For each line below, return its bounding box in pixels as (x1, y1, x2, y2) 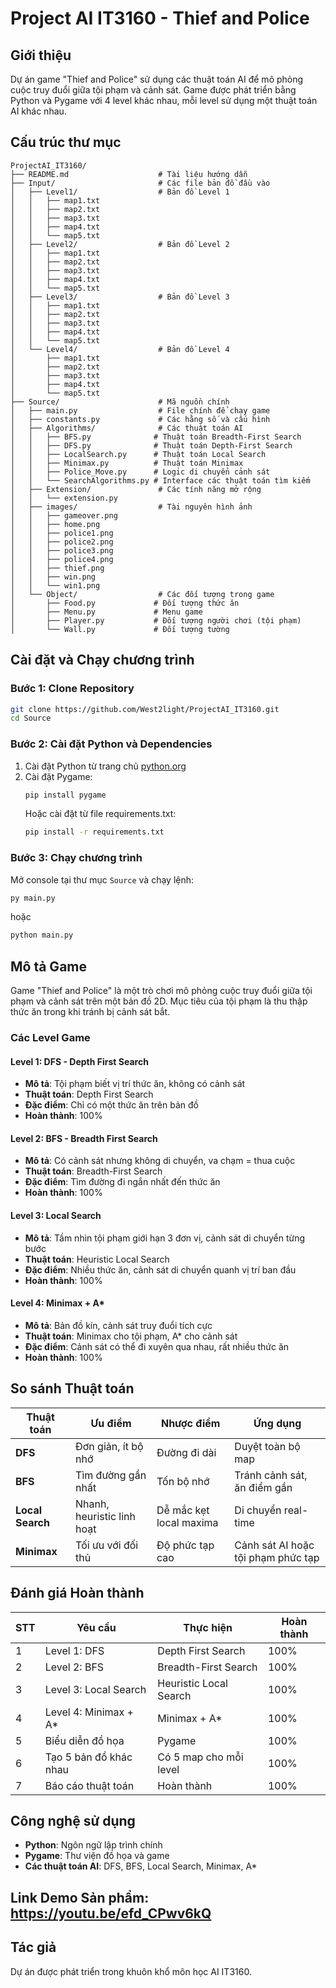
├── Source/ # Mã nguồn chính (10, 397, 230, 407)
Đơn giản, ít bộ (75, 1439, 144, 1453)
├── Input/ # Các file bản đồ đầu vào (10, 178, 271, 188)
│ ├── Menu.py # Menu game (10, 607, 203, 617)
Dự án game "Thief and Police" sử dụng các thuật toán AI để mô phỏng (10, 73, 304, 85)
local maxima (156, 1515, 219, 1529)
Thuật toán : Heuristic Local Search (24, 1253, 170, 1265)
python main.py (10, 930, 74, 941)
